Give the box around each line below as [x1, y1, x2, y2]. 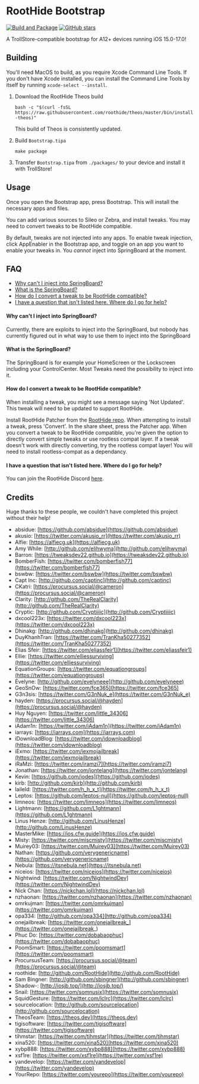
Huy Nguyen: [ [14, 710, 50, 717]
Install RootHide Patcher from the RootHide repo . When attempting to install [6, 416, 191, 423]
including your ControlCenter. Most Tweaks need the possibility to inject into [6, 365, 193, 372]
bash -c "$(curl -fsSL [14, 104, 71, 110]
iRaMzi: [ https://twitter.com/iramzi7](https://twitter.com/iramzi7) [14, 760, 172, 767]
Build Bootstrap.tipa [14, 137, 67, 144]
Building [6, 52, 37, 63]
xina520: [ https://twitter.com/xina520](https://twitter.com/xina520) [14, 1039, 179, 1046]
